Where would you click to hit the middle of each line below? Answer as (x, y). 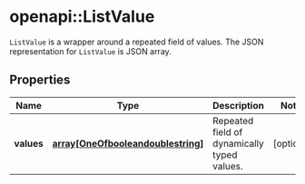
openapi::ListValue (82, 17)
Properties (40, 80)
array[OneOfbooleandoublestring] (128, 143)
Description (239, 105)
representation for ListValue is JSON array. (91, 51)
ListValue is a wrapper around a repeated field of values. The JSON (137, 42)
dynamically (239, 143)
